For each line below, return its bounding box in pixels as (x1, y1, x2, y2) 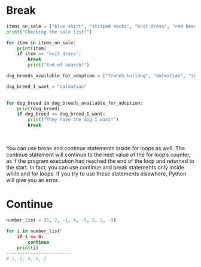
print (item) (17, 45, 47, 51)
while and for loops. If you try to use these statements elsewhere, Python (6, 170, 187, 177)
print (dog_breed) (17, 105, 60, 111)
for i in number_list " (6, 228, 63, 234)
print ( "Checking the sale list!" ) (6, 29, 93, 35)
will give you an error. (6, 177, 60, 184)
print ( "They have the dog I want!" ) (28, 117, 119, 123)
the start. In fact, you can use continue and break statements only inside (6, 164, 184, 171)
